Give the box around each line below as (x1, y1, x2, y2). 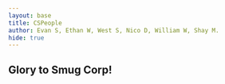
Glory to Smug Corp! (8, 63, 112, 76)
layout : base (8, 11, 52, 20)
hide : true (8, 33, 45, 42)
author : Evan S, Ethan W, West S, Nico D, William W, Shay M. (8, 26, 219, 34)
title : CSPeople (8, 19, 62, 27)
